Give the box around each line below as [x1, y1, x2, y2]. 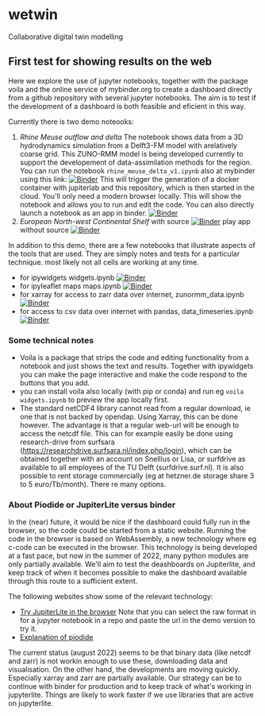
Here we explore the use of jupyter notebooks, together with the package [8, 75, 248, 85]
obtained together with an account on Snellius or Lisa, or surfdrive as [19, 455, 246, 464]
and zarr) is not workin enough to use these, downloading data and [8, 656, 228, 666]
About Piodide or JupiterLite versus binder [8, 499, 176, 510]
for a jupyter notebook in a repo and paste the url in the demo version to [19, 616, 255, 625]
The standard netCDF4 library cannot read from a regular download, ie [19, 404, 252, 413]
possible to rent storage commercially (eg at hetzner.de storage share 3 [19, 471, 255, 481]
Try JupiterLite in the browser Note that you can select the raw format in [19, 607, 256, 617]
